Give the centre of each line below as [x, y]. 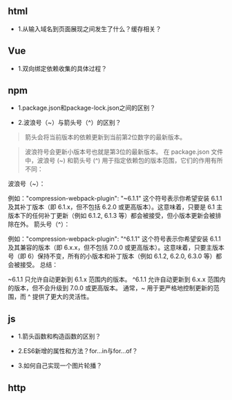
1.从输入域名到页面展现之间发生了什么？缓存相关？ [89, 29]
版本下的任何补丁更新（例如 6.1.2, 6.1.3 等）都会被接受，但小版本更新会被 [112, 216]
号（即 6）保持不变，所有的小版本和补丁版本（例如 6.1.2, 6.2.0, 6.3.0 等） [112, 256]
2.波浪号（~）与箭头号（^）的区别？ [69, 123]
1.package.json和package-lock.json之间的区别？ [87, 108]
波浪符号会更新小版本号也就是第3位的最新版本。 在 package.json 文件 [124, 152]
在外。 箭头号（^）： [42, 224]
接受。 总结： [39, 265]
